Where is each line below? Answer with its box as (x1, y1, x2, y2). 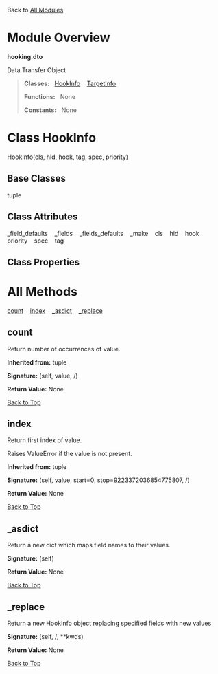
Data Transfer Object (7, 65, 66, 74)
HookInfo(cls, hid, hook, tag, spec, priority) (7, 153, 129, 161)
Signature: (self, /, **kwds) (7, 633, 84, 641)
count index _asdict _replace (7, 306, 103, 315)
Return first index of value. (7, 436, 82, 444)
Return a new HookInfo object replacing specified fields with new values (7, 619, 212, 628)
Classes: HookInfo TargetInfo (23, 79, 117, 87)
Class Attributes (7, 211, 78, 223)
